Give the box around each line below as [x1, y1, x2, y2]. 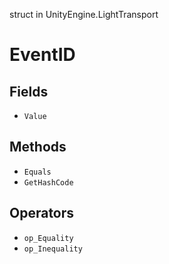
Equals [23, 167, 52, 177]
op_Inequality [23, 244, 83, 254]
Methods [9, 139, 67, 156]
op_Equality [23, 233, 74, 243]
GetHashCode [23, 177, 74, 188]
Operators [9, 205, 75, 222]
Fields [9, 83, 49, 100]
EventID [9, 44, 76, 66]
